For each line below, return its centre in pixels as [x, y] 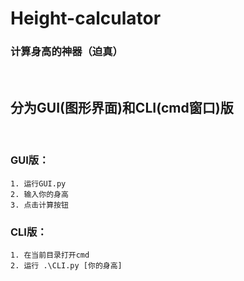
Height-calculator [86, 18]
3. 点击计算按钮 [39, 205]
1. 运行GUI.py [38, 183]
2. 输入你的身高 [39, 194]
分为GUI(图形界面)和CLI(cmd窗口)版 [122, 107]
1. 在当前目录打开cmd [50, 255]
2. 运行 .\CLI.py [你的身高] [66, 265]
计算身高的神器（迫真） [66, 52]
